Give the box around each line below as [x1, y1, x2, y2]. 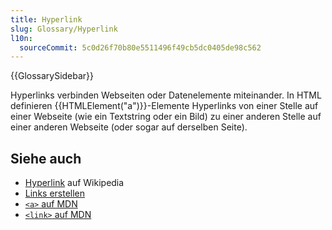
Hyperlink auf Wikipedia [24, 177, 125, 189]
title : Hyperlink [10, 14, 83, 25]
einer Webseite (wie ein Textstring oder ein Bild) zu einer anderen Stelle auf [10, 111, 322, 123]
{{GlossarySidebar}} [10, 70, 95, 82]
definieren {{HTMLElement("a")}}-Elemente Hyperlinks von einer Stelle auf [10, 100, 319, 112]
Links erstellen [24, 187, 86, 200]
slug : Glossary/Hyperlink [10, 24, 118, 34]
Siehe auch [10, 150, 82, 167]
